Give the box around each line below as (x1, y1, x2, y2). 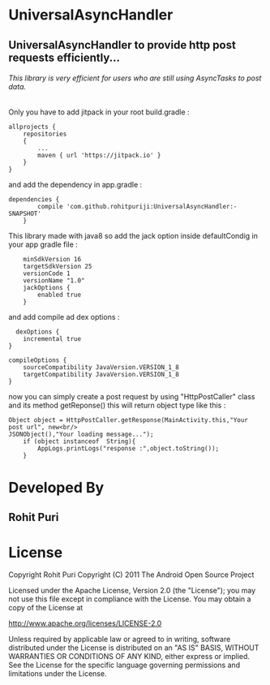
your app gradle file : (8, 239, 79, 249)
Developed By (8, 478, 105, 497)
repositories (23, 130, 67, 138)
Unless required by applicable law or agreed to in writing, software (8, 635, 231, 644)
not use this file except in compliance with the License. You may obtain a (8, 594, 251, 604)
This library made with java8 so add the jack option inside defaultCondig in (8, 230, 258, 240)
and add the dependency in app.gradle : (8, 179, 143, 189)
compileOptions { (8, 355, 67, 364)
